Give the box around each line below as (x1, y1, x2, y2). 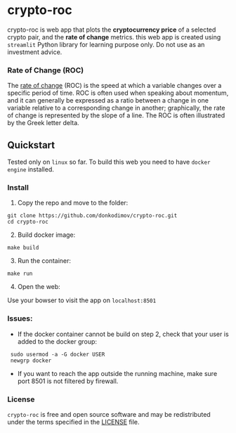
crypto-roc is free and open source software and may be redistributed (7, 410, 211, 418)
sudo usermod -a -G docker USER (10, 351, 105, 358)
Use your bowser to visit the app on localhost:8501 (7, 296, 157, 304)
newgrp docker (10, 357, 52, 364)
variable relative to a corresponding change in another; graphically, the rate (7, 104, 225, 112)
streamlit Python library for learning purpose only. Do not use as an (7, 40, 205, 49)
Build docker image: (17, 231, 76, 239)
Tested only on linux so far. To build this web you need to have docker (7, 157, 211, 167)
